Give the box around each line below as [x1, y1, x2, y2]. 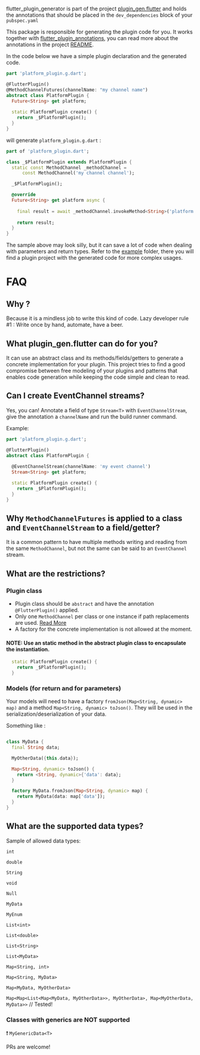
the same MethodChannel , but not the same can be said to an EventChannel [6, 545, 187, 552]
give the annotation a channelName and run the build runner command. [6, 413, 177, 420]
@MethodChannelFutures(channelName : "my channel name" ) [6, 87, 148, 93]
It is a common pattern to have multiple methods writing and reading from [6, 539, 187, 546]
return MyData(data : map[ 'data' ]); [17, 793, 106, 799]
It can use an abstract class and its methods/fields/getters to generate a [6, 354, 184, 361]
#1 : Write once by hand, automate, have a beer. [6, 321, 124, 329]
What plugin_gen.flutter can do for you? [6, 338, 158, 349]
